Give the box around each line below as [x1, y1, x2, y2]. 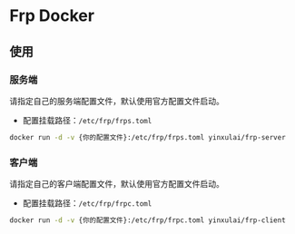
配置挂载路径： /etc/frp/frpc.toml [22, 198, 152, 209]
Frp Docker [9, 5, 95, 26]
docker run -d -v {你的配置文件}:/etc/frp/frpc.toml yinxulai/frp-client [9, 216, 286, 225]
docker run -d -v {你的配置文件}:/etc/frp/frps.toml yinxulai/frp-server [9, 132, 286, 141]
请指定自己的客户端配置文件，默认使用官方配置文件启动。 [9, 179, 224, 190]
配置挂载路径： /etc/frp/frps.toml [22, 114, 152, 125]
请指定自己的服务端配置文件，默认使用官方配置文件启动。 [9, 95, 224, 106]
